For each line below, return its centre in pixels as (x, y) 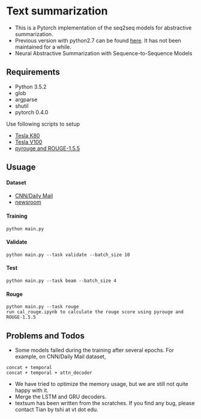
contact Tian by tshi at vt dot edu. (57, 409)
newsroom (28, 202)
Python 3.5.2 (31, 87)
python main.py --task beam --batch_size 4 (61, 281)
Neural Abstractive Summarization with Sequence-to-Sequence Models (103, 53)
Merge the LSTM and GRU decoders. (61, 396)
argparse (26, 99)
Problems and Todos (46, 336)
